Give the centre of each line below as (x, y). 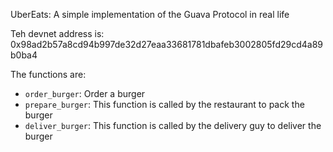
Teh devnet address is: (57, 33)
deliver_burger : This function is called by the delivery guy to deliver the (173, 125)
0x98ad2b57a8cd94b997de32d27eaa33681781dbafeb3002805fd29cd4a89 (167, 44)
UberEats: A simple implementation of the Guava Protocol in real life (150, 14)
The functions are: (48, 74)
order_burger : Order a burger (85, 93)
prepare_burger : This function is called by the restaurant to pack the (164, 104)
